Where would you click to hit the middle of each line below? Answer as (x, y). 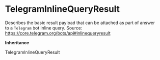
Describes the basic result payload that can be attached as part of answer (80, 23)
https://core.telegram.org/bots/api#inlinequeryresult (58, 33)
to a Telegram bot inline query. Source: (44, 28)
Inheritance (17, 42)
